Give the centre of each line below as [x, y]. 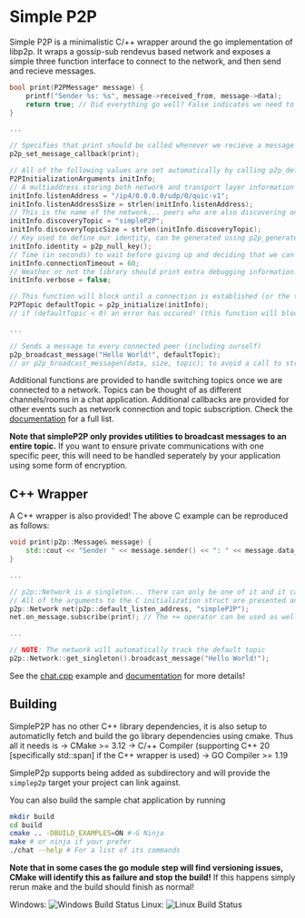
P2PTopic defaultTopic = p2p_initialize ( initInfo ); [109, 305]
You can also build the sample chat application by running [118, 800]
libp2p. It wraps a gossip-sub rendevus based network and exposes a [140, 51]
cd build [26, 825]
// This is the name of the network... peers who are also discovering [148, 212]
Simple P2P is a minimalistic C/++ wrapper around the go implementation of [151, 42]
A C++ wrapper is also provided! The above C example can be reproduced [149, 516]
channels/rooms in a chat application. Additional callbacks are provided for [149, 400]
